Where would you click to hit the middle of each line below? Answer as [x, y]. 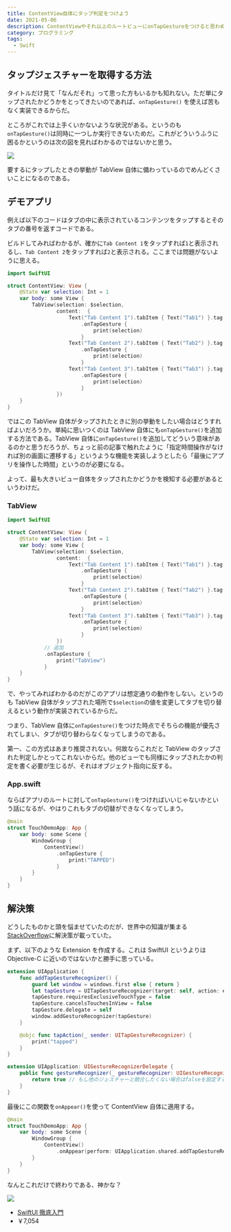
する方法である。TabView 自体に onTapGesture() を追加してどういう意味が [111, 438]
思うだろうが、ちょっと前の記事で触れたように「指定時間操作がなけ [127, 447]
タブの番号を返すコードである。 [52, 229]
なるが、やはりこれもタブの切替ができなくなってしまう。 [106, 809]
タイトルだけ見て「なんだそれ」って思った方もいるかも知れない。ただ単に [112, 93]
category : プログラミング [41, 33]
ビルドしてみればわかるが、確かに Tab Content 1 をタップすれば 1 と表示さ [110, 243]
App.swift [24, 784]
